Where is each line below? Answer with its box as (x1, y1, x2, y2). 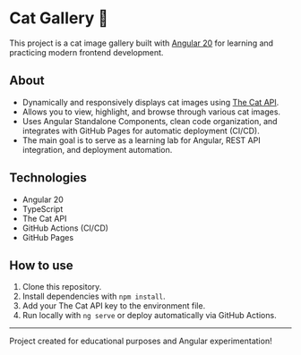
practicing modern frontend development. (9, 46, 164, 57)
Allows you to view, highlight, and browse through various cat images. (21, 106, 280, 117)
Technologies (9, 170, 88, 186)
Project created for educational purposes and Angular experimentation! (9, 335, 272, 347)
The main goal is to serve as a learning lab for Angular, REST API (21, 134, 262, 146)
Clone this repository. (21, 282, 102, 292)
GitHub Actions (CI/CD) (21, 223, 109, 233)
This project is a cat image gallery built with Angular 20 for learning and (9, 38, 274, 48)
